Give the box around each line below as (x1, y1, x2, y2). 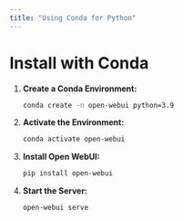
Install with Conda (9, 52, 149, 73)
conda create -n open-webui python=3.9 (22, 100, 175, 110)
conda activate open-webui (22, 134, 126, 144)
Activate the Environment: (22, 117, 125, 128)
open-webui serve (22, 203, 89, 213)
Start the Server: (22, 185, 88, 196)
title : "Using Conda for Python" (9, 13, 137, 23)
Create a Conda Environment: (22, 83, 137, 94)
